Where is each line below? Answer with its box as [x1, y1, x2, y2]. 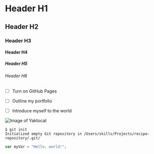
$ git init [5, 127, 27, 132]
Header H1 [5, 3, 48, 14]
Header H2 [5, 23, 39, 31]
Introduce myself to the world [12, 107, 72, 113]
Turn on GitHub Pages [12, 88, 57, 94]
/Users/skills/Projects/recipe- [84, 131, 150, 136]
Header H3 [5, 37, 32, 44]
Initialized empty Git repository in [5, 131, 82, 136]
